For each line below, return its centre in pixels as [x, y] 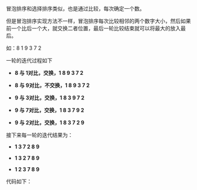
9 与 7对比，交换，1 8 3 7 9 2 [49, 110]
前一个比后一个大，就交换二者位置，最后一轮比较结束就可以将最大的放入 [93, 28]
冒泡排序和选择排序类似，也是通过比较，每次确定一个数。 [75, 8]
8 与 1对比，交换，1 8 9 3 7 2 [49, 73]
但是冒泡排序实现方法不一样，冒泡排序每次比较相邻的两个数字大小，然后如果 [98, 21]
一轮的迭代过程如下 [29, 61]
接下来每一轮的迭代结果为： [40, 135]
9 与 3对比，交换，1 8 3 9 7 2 [50, 98]
